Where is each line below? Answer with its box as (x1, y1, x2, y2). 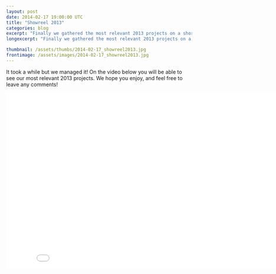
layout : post (6, 8, 38, 15)
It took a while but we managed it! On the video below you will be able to (6, 68, 182, 75)
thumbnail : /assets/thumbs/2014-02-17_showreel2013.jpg (6, 47, 146, 53)
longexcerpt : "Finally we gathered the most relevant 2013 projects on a (6, 36, 192, 42)
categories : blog (6, 25, 49, 31)
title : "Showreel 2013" (6, 19, 65, 25)
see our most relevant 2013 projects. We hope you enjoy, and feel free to (6, 74, 183, 81)
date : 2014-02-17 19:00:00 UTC (6, 14, 83, 20)
